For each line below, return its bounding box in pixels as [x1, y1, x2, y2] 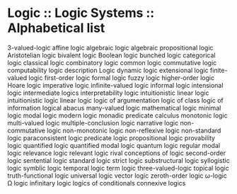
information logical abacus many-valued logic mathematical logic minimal [7, 103, 221, 112]
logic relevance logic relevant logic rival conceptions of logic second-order [7, 149, 226, 157]
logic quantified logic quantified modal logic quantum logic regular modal [7, 141, 221, 149]
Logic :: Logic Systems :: [7, 5, 155, 21]
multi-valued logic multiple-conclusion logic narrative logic [7, 118, 179, 127]
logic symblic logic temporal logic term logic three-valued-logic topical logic [7, 164, 229, 172]
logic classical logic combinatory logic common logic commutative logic [7, 58, 217, 67]
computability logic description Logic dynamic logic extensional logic [7, 66, 209, 74]
